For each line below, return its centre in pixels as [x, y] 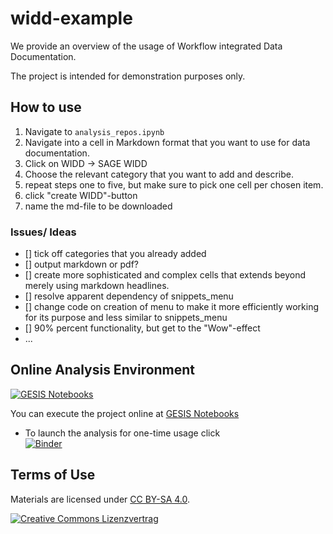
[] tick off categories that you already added [115, 254]
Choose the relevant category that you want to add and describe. [159, 174]
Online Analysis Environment [103, 370]
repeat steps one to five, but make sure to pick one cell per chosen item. [174, 184]
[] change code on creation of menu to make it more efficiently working [172, 307]
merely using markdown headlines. [97, 286]
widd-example [71, 18]
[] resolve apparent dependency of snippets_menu [129, 296]
